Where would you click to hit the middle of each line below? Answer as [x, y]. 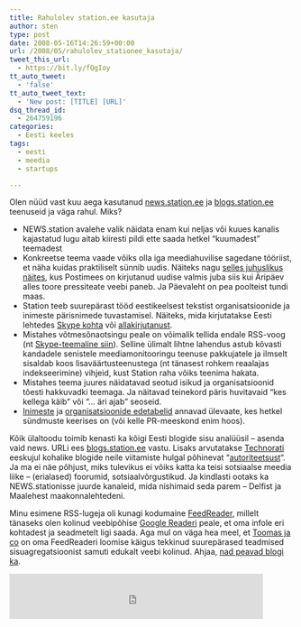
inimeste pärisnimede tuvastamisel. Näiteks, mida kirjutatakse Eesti [147, 316]
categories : [32, 127]
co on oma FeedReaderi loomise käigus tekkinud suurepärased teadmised [147, 542]
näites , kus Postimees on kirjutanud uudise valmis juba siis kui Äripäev [153, 277]
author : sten [34, 26]
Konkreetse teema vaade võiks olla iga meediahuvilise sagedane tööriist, [157, 258]
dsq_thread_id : [38, 110]
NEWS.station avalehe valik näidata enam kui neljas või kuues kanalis [150, 229]
